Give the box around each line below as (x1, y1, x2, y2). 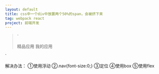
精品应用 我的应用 (17, 44, 53, 49)
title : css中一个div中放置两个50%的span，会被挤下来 (5, 12, 103, 16)
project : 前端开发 (5, 20, 40, 25)
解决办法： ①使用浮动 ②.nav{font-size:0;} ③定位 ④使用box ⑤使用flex (5, 63, 155, 69)
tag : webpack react (5, 16, 45, 21)
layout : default (5, 7, 38, 12)
